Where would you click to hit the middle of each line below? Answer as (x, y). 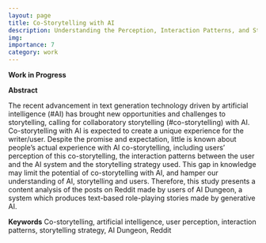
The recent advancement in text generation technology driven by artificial (128, 105)
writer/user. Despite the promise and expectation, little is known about (122, 139)
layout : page (30, 15)
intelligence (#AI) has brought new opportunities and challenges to (117, 114)
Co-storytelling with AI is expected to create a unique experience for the (126, 131)
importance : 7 (32, 45)
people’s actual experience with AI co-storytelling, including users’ (117, 148)
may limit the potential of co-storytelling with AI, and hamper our (114, 173)
